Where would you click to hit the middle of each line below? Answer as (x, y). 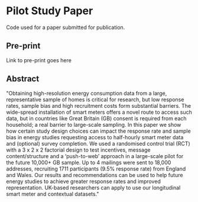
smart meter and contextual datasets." (53, 194)
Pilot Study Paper (50, 11)
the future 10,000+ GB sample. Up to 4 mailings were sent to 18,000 (89, 162)
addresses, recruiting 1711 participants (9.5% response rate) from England (96, 169)
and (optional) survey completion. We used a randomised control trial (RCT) (98, 143)
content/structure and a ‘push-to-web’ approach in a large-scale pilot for (95, 156)
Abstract (23, 79)
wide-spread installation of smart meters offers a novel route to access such (99, 112)
